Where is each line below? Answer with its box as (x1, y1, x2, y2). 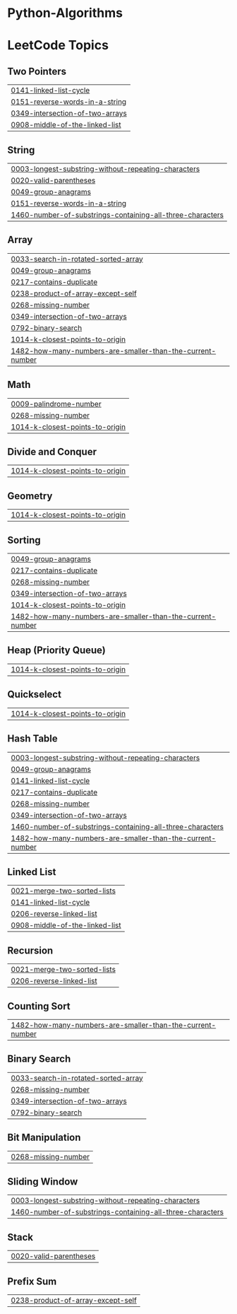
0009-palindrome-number (11, 399, 102, 409)
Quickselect (7, 688, 62, 700)
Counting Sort (7, 1000, 71, 1012)
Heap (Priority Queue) (7, 645, 106, 657)
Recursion (7, 944, 54, 956)
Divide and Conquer (7, 446, 97, 458)
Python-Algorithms (7, 5, 123, 21)
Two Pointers (7, 65, 67, 77)
